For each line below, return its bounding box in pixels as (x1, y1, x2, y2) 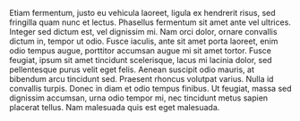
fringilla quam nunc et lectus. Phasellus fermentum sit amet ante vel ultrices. (9, 17, 291, 28)
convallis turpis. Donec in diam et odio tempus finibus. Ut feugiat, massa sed (9, 84, 293, 93)
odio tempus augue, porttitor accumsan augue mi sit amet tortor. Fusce (9, 45, 271, 56)
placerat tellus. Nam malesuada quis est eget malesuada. (9, 102, 220, 112)
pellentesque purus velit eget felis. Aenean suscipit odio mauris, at (9, 64, 255, 75)
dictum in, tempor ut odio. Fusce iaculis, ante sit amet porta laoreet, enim (9, 36, 279, 46)
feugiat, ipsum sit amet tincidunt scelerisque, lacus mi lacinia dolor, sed (9, 55, 272, 65)
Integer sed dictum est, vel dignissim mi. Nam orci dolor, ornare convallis (9, 27, 278, 36)
